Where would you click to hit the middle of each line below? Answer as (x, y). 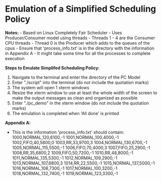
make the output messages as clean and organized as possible (75, 98)
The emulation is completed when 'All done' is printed (66, 113)
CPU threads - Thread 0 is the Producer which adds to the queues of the (77, 43)
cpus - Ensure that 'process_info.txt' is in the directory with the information (80, 48)
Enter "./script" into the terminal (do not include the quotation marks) (80, 82)
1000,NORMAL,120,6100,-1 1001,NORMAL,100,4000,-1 (65, 137)
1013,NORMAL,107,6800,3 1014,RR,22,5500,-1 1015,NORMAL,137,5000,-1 (83, 163)
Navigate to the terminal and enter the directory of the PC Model (76, 77)
